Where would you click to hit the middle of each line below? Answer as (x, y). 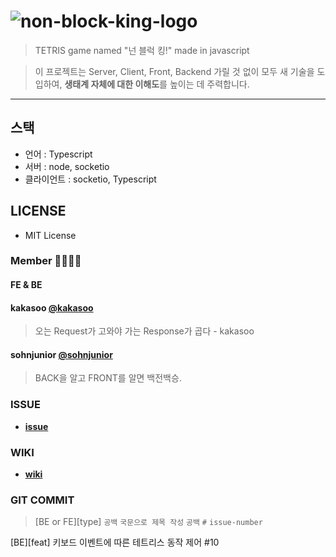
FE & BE (26, 285)
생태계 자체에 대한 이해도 (112, 84)
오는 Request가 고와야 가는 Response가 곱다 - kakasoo (144, 331)
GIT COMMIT (42, 500)
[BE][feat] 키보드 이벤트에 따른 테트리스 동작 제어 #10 (115, 542)
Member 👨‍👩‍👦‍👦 (46, 261)
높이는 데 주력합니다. (209, 84)
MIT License (50, 235)
